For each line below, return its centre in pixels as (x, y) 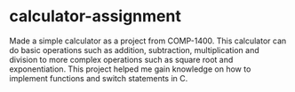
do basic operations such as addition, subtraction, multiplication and (134, 50)
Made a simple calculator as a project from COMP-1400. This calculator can (148, 41)
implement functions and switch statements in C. (99, 78)
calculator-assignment (96, 16)
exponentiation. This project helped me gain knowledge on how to (130, 69)
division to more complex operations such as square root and (121, 59)
